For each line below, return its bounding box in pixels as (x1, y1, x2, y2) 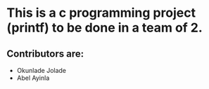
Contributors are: (6, 48, 84, 60)
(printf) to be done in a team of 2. (6, 20, 203, 36)
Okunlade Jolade (16, 67, 67, 74)
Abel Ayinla (16, 74, 50, 82)
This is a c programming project (6, 5, 196, 21)
